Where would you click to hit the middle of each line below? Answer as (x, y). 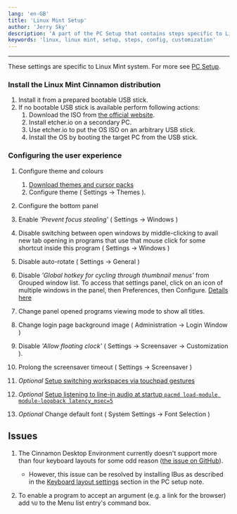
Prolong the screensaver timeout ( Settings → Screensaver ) (105, 367)
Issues (23, 436)
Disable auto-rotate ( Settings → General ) (79, 262)
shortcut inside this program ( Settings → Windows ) (94, 248)
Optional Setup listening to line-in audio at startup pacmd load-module (118, 394)
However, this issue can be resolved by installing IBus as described (126, 474)
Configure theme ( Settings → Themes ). (87, 192)
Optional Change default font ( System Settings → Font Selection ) (114, 414)
